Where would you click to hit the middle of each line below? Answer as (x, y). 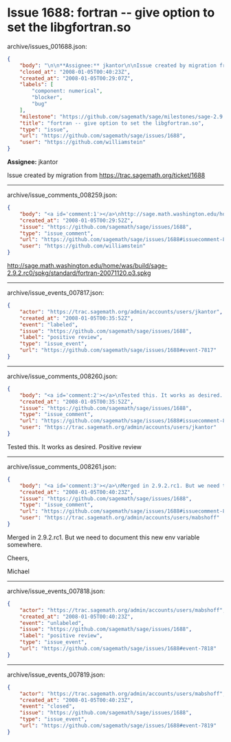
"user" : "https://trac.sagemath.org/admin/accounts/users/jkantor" (118, 427)
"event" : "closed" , (47, 707)
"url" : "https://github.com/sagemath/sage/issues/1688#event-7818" (118, 649)
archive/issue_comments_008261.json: (62, 466)
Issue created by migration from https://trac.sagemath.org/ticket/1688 (106, 175)
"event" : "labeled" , (49, 324)
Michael (18, 571)
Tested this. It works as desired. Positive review (75, 446)
